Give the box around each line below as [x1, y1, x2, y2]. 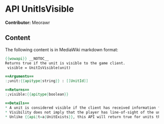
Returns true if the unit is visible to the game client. [5, 61, 125, 65]
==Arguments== [5, 74, 34, 79]
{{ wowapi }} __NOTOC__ [5, 56, 49, 61]
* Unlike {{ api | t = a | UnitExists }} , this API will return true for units [5, 114, 154, 119]
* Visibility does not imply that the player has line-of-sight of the [5, 110, 154, 115]
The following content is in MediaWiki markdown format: [5, 46, 119, 52]
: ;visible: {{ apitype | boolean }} [5, 92, 69, 97]
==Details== [5, 101, 29, 105]
